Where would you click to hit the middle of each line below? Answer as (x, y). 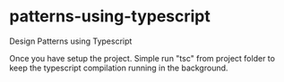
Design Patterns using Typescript (71, 41)
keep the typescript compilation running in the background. (119, 68)
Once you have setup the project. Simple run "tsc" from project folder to (142, 58)
